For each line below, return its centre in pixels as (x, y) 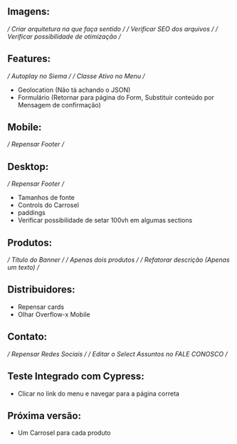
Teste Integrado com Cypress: (76, 376)
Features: (29, 59)
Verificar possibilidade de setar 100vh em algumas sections (105, 221)
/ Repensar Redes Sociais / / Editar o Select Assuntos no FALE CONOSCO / (117, 354)
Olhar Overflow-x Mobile (54, 314)
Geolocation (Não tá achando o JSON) (74, 90)
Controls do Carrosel (48, 205)
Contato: (27, 337)
